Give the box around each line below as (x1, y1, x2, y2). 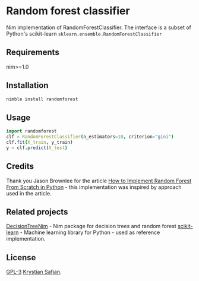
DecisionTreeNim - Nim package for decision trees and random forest (6, 223, 176, 230)
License (6, 252, 36, 263)
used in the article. (6, 190, 52, 197)
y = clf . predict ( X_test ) (6, 144, 68, 151)
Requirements (6, 48, 59, 58)
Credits (6, 162, 34, 172)
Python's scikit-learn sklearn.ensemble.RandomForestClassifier (6, 30, 162, 37)
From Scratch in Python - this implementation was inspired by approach (6, 183, 182, 191)
